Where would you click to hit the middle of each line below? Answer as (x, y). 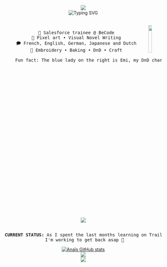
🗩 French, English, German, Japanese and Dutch (76, 43)
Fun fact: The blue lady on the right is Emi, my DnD (82, 60)
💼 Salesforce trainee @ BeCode (76, 33)
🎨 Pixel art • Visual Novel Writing (76, 38)
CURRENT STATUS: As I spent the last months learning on (76, 235)
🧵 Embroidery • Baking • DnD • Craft (76, 50)
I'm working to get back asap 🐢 (84, 240)
